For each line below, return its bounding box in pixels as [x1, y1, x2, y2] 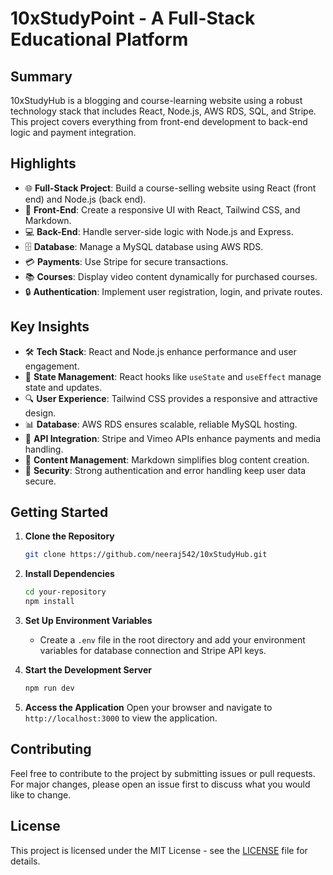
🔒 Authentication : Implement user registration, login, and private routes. [24, 285, 323, 297]
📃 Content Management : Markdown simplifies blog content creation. [24, 453, 310, 466]
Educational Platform [10, 28, 189, 51]
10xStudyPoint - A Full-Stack [10, 7, 256, 30]
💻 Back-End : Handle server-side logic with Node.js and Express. [24, 225, 294, 237]
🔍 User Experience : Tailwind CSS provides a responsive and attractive [24, 392, 318, 404]
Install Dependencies [24, 568, 115, 580]
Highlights [10, 155, 77, 172]
